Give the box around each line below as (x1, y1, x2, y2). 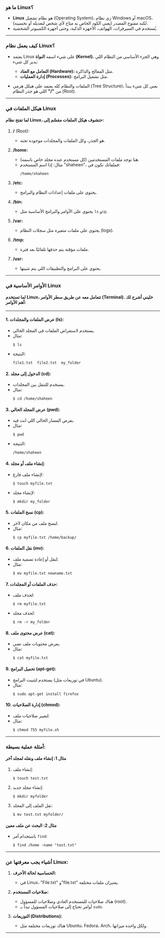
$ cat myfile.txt (12, 656, 48, 660)
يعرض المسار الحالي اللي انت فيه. (12, 417, 75, 423)
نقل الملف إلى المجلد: (12, 803, 53, 808)
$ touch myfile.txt (12, 481, 53, 486)
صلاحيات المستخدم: (12, 889, 49, 895)
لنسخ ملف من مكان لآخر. (12, 520, 59, 526)
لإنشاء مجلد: (12, 489, 35, 495)
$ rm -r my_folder (12, 620, 50, 625)
